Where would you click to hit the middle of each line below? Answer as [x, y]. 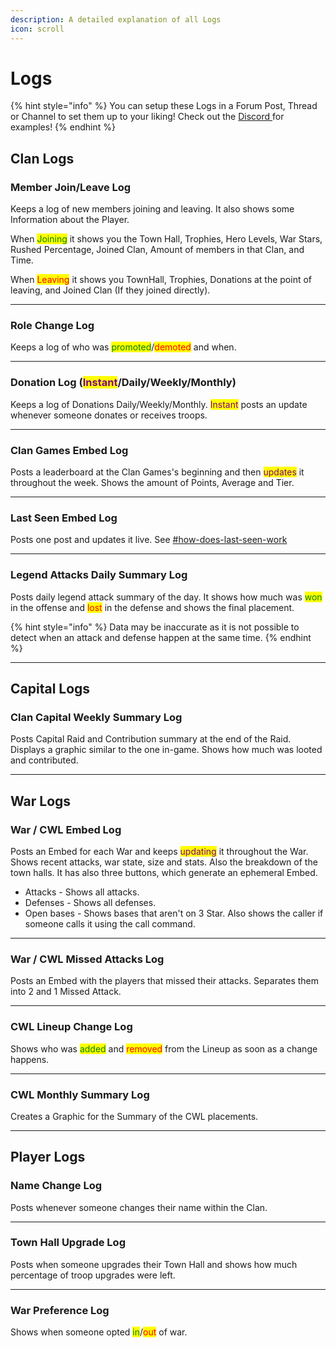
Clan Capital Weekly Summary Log [96, 717]
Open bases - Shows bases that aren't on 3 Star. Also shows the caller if [174, 913]
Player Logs [48, 1157]
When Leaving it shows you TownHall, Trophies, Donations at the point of [161, 280]
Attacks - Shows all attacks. [82, 892]
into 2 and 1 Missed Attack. [66, 992]
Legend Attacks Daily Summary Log [99, 575]
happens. [30, 1059]
